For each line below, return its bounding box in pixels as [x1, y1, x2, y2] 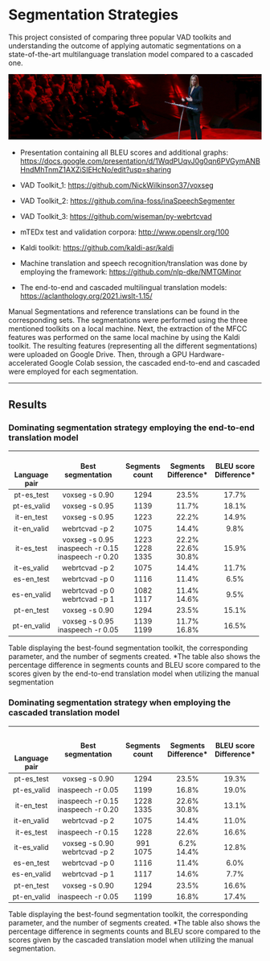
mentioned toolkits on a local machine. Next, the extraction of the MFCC [8, 324, 247, 333]
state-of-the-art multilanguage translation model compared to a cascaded [8, 49, 254, 59]
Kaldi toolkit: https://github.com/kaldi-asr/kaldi [19, 243, 174, 253]
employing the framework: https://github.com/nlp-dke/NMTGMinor [19, 267, 242, 277]
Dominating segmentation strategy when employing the [8, 697, 231, 708]
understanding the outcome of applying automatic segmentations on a [8, 40, 242, 50]
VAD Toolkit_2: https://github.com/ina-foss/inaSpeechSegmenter [19, 196, 235, 206]
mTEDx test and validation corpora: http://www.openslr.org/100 [19, 227, 230, 237]
